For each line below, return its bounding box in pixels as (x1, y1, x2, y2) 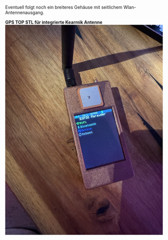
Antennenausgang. (5, 9, 44, 15)
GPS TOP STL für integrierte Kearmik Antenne (5, 19, 102, 25)
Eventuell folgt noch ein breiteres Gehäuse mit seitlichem (5, 4, 122, 10)
